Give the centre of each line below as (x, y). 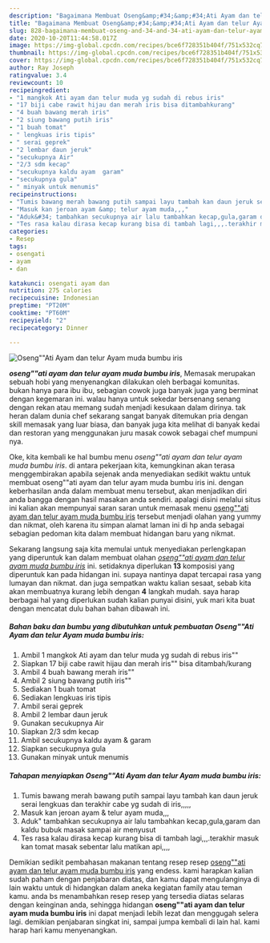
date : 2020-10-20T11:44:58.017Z (63, 38)
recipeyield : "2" (38, 320)
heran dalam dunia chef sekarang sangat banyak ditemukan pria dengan (129, 415)
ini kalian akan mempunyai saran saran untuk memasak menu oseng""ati (129, 508)
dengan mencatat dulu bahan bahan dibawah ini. (90, 608)
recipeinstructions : (44, 194)
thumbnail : (27, 53)
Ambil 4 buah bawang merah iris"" (77, 672)
